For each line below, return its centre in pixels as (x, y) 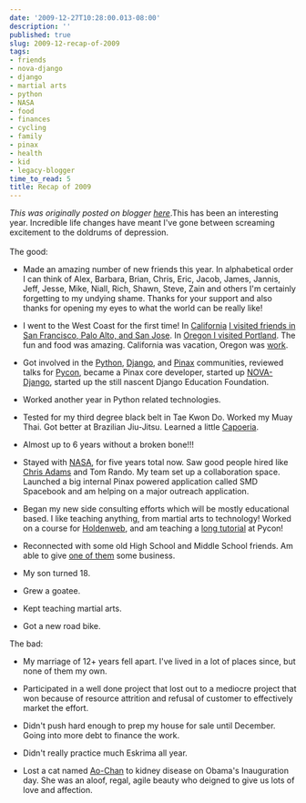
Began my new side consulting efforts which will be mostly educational (156, 509)
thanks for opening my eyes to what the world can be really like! (143, 308)
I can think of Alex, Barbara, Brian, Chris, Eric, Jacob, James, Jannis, (151, 280)
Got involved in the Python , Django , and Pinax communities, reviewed (153, 363)
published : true (40, 35)
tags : (20, 52)
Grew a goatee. (51, 591)
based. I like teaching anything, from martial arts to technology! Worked (157, 519)
